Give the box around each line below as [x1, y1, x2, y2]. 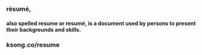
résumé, [6, 5, 31, 13]
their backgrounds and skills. [6, 26, 82, 33]
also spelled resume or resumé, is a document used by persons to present [6, 20, 196, 27]
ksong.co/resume [6, 41, 60, 49]
